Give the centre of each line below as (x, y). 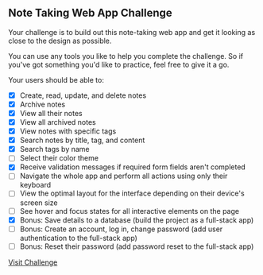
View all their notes (51, 113)
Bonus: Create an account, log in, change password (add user (121, 229)
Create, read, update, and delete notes (83, 95)
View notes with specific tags (68, 131)
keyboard (35, 185)
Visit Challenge (33, 262)
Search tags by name (54, 149)
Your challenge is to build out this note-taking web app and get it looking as (132, 32)
